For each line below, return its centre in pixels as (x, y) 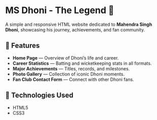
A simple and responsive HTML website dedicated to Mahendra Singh (79, 24)
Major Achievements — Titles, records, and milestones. (71, 68)
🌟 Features (23, 46)
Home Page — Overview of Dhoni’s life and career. (66, 58)
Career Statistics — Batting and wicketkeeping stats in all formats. (82, 63)
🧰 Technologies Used (39, 95)
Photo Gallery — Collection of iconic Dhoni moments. (69, 74)
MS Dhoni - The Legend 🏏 (60, 10)
